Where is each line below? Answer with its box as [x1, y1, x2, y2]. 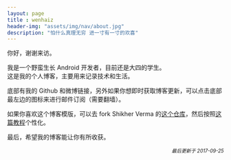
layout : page [7, 10, 45, 17]
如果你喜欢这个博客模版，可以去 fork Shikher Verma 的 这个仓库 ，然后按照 [7, 110, 216, 118]
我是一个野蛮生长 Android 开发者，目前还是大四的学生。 [7, 63, 166, 72]
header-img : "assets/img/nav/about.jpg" [7, 23, 125, 30]
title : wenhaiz [7, 16, 54, 23]
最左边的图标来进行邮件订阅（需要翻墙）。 [7, 95, 125, 104]
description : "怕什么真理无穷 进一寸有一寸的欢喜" [7, 29, 139, 36]
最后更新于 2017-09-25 [171, 148, 224, 155]
